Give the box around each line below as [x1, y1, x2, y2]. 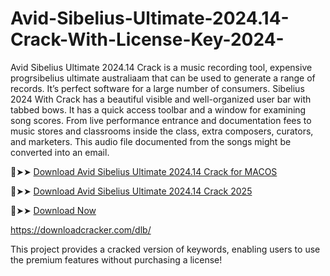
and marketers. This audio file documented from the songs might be [10, 135, 292, 147]
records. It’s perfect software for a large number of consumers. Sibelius [10, 82, 305, 94]
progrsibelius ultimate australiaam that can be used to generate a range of [10, 72, 316, 84]
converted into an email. [10, 146, 110, 158]
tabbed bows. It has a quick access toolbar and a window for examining [10, 103, 307, 116]
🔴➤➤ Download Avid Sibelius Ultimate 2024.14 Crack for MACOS [10, 165, 278, 177]
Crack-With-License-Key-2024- [10, 28, 285, 51]
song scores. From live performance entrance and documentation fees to [10, 114, 312, 126]
